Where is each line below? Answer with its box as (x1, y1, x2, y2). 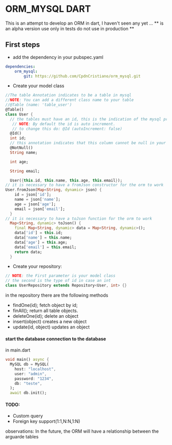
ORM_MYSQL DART (5, 3, 91, 15)
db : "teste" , (14, 381, 42, 386)
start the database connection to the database (5, 336, 106, 342)
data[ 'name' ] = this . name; (14, 235, 72, 240)
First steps (5, 41, 40, 49)
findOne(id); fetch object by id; (12, 302, 78, 308)
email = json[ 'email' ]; (14, 206, 66, 211)
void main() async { (5, 357, 50, 362)
